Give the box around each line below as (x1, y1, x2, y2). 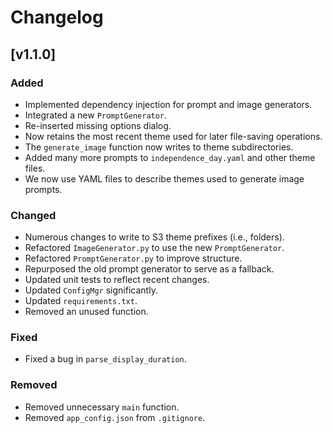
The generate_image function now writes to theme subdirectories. (24, 141, 294, 153)
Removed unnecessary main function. (24, 401, 180, 413)
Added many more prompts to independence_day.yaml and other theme (24, 151, 316, 163)
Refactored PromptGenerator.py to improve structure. (24, 252, 243, 265)
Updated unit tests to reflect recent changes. (24, 274, 210, 286)
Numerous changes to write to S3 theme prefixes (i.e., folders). (24, 231, 285, 243)
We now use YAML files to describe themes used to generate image (24, 172, 305, 185)
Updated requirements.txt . (24, 295, 138, 307)
